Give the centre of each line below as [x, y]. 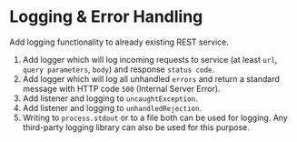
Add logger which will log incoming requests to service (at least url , [150, 59]
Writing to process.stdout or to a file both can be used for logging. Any [155, 117]
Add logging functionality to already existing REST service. [119, 42]
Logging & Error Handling [106, 17]
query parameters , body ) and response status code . [119, 69]
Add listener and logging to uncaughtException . [110, 98]
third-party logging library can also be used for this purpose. [136, 127]
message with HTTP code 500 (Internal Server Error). [121, 88]
